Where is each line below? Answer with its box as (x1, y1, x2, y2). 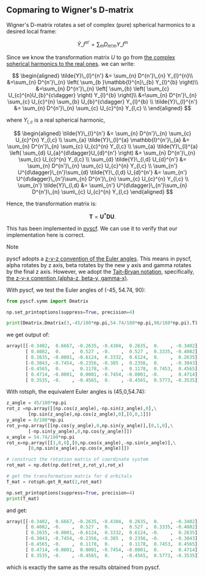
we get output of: (6, 331, 50, 339)
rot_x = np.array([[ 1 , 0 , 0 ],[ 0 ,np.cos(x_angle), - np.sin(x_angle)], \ (6, 439, 176, 446)
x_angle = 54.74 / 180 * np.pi (6, 434, 75, 440)
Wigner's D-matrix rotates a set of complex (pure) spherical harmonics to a (6, 21, 195, 28)
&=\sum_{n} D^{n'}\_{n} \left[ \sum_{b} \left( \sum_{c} (35, 85, 170, 92)
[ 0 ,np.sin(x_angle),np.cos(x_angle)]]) (28, 446, 130, 452)
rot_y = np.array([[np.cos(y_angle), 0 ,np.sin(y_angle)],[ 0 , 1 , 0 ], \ (6, 422, 173, 428)
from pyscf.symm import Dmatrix (6, 298, 88, 304)
